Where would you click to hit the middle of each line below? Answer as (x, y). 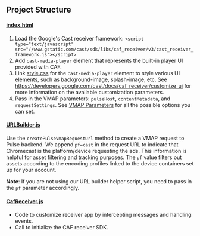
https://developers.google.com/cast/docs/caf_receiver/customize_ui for (103, 85)
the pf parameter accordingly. (43, 188)
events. (24, 221)
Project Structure (39, 10)
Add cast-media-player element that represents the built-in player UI (99, 60)
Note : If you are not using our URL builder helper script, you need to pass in (99, 181)
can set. (25, 111)
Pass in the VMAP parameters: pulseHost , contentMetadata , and (93, 99)
